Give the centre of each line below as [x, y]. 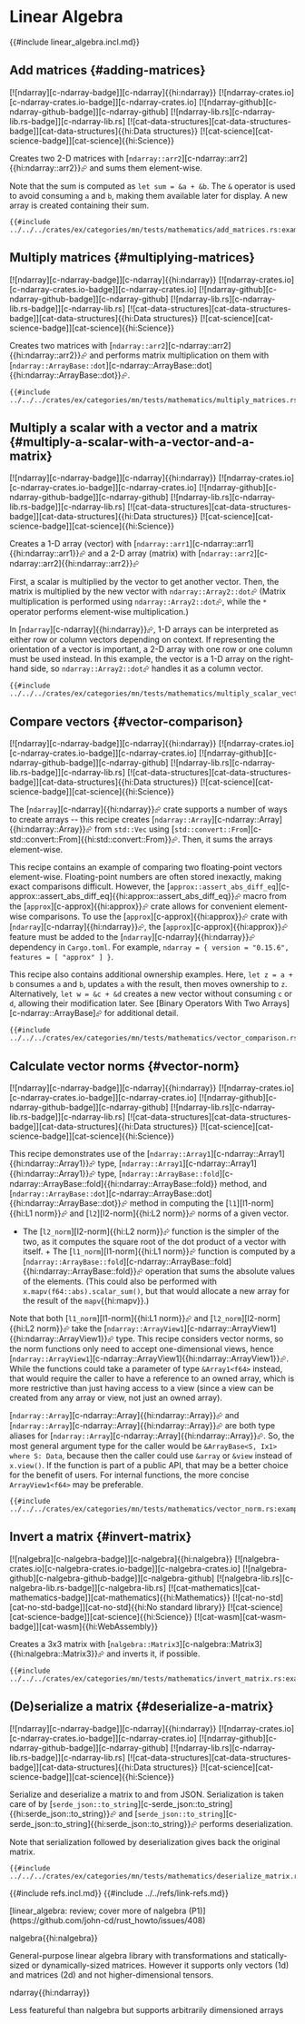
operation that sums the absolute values [220, 1271]
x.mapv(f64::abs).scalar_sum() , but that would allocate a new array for [156, 1291]
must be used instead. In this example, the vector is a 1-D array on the [140, 659]
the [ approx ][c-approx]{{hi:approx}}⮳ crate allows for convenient [131, 906]
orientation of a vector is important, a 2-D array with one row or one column [151, 649]
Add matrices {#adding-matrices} [108, 70]
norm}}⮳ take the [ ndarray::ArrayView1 [110, 1328]
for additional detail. [141, 1013]
